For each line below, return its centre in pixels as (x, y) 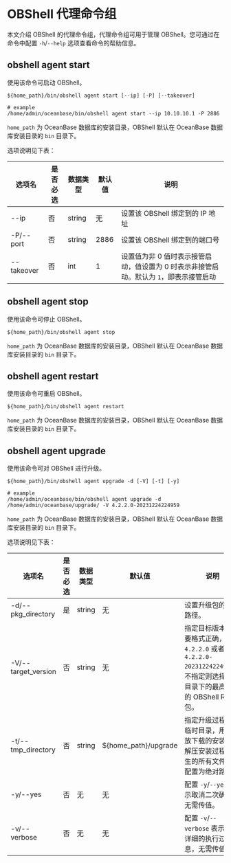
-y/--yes (26, 794)
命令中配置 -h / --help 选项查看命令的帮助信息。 (74, 43)
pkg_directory (33, 614)
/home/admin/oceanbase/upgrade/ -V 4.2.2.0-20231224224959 (93, 506)
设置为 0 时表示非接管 (177, 267)
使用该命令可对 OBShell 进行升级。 (56, 469)
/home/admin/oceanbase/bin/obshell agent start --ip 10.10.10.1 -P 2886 (113, 113)
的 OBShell (202, 697)
